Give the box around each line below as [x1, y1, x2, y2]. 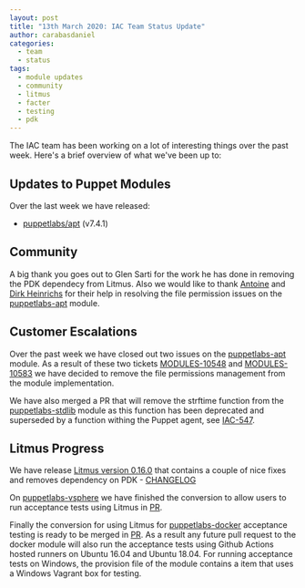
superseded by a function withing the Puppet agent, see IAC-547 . [9, 414, 255, 425]
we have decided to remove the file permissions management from [35, 367, 286, 378]
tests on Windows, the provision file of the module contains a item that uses [9, 558, 294, 570]
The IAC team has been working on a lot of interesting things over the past [9, 140, 289, 151]
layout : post [9, 13, 59, 23]
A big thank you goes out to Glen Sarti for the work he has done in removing [9, 268, 295, 279]
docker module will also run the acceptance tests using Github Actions [9, 539, 275, 550]
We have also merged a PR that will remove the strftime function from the [9, 395, 284, 406]
